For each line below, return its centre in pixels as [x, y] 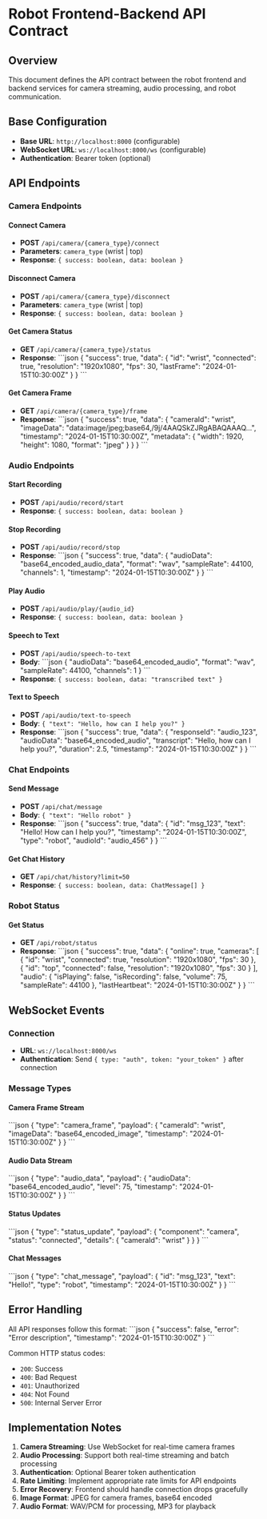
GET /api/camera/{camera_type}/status [86, 349]
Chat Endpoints [39, 769]
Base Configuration [58, 122]
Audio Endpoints [41, 465]
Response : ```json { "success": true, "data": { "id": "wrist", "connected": [138, 358]
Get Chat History [37, 859]
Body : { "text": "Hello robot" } [76, 815]
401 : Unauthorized [50, 1385]
